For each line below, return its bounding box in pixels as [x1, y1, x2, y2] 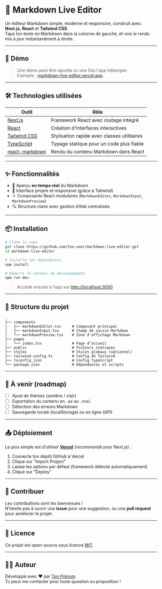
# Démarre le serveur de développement [5, 271, 85, 276]
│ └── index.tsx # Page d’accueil [5, 341, 107, 346]
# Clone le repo [5, 240, 38, 245]
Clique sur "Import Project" [12, 459, 66, 464]
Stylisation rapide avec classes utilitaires [51, 132, 143, 139]
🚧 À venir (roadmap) [5, 380, 67, 388]
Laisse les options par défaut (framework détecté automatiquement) [12, 464, 148, 469]
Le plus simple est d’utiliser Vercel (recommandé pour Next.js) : [5, 444, 132, 450]
